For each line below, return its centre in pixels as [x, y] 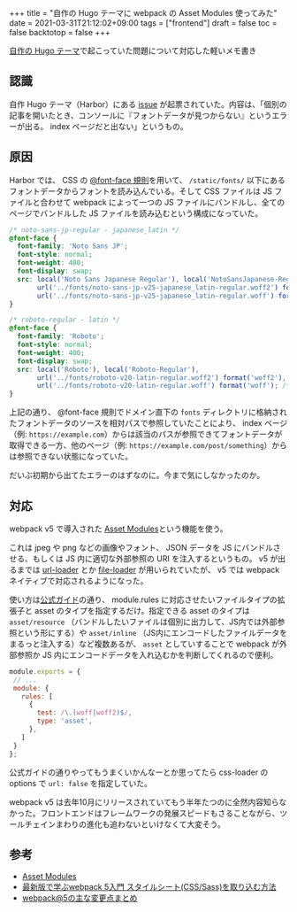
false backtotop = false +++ [60, 32]
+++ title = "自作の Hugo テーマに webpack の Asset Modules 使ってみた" [143, 13]
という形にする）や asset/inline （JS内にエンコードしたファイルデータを [152, 632]
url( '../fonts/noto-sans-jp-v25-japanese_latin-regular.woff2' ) [157, 287]
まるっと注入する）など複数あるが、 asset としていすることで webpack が [145, 644]
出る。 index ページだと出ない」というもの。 [106, 126]
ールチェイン [32, 824]
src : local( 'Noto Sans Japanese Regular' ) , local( [112, 279]
